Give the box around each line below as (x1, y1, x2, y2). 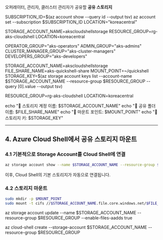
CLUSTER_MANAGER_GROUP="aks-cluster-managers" (5, 48, 116, 54)
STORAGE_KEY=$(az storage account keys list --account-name (5, 73, 132, 79)
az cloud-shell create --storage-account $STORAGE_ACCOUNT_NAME (5, 224, 147, 230)
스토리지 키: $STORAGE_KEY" (5, 115, 64, 120)
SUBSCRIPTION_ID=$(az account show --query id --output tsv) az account (5, 14, 156, 19)
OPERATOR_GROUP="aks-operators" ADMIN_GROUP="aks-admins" (5, 43, 142, 49)
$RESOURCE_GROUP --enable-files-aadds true (37, 215, 132, 221)
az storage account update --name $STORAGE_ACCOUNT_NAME (5, 209, 137, 215)
